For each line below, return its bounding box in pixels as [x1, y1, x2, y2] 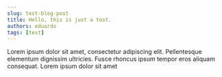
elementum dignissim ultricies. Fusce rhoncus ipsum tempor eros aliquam [7, 55, 216, 63]
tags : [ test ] [7, 29, 45, 36]
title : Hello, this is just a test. [7, 16, 112, 23]
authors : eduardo [7, 22, 57, 29]
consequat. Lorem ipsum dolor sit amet [7, 62, 118, 70]
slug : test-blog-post [7, 10, 69, 17]
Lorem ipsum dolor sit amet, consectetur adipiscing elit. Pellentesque [7, 48, 202, 56]
